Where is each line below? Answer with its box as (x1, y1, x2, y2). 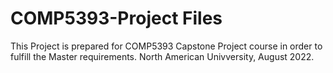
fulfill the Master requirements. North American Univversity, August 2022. (10, 50, 315, 62)
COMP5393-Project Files (10, 7, 223, 30)
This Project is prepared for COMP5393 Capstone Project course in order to (10, 40, 323, 52)
